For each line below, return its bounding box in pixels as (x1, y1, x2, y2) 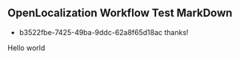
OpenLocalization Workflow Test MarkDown (7, 6, 233, 20)
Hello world (7, 43, 46, 53)
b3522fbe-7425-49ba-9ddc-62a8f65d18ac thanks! (18, 27, 189, 37)
